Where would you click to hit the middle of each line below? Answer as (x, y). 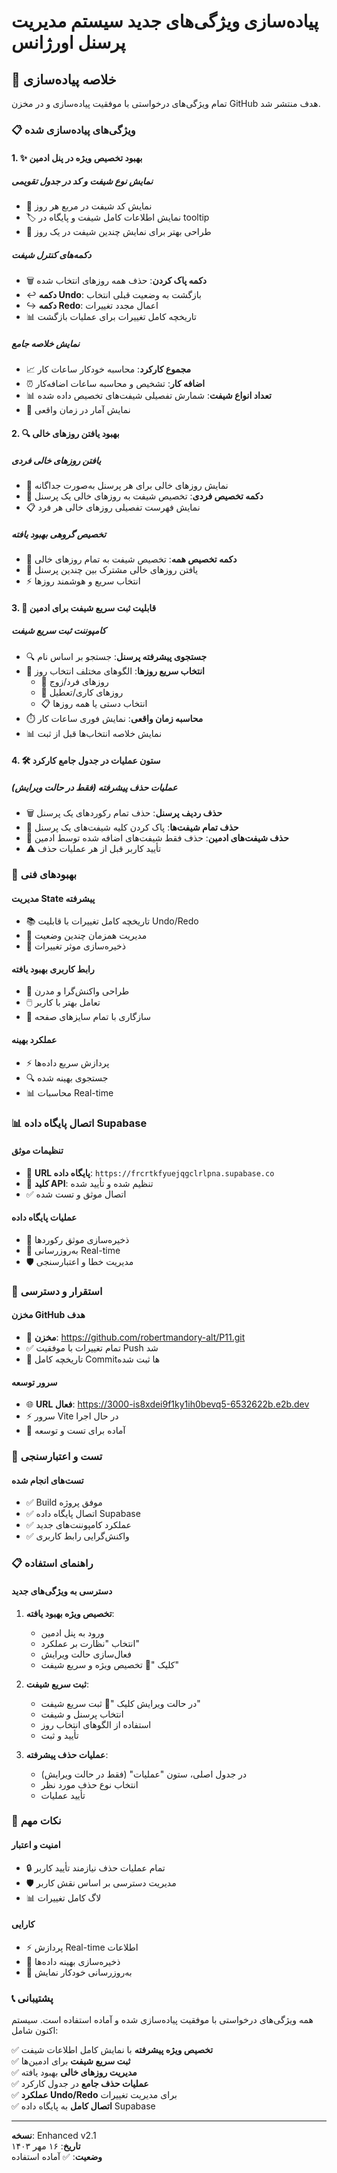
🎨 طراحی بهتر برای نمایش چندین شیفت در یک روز (118, 232)
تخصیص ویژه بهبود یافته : (70, 1613)
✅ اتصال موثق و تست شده (76, 1194)
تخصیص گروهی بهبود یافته (59, 534)
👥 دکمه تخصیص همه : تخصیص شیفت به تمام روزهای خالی (131, 559)
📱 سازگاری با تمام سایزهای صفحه (88, 1017)
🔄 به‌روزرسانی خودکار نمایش (79, 1972)
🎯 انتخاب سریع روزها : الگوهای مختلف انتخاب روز (115, 671)
